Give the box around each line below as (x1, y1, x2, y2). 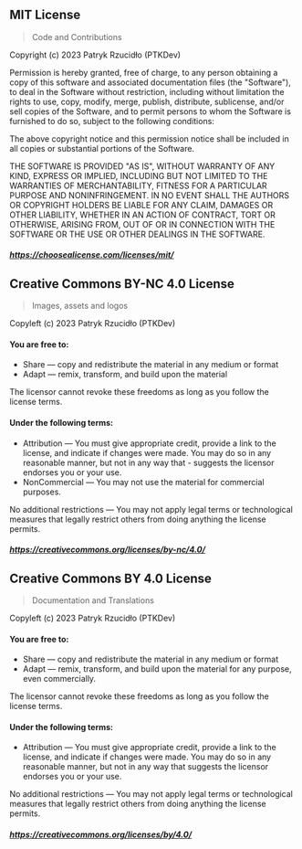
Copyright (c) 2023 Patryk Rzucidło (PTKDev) (9, 49, 181, 60)
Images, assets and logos (31, 301, 129, 312)
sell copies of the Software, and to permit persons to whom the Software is (9, 105, 292, 117)
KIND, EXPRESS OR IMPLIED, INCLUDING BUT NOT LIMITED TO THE (9, 170, 268, 181)
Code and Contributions (31, 31, 122, 42)
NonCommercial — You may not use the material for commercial (22, 476, 265, 487)
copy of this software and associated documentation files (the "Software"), (9, 77, 292, 88)
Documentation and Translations (31, 595, 155, 606)
